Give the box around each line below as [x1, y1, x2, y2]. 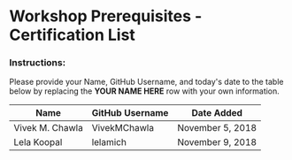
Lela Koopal [13, 136, 63, 149]
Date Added [191, 107, 243, 119]
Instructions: [9, 57, 66, 69]
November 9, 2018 [176, 136, 257, 149]
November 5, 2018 [176, 122, 257, 134]
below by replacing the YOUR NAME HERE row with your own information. [9, 86, 280, 96]
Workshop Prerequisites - [9, 6, 203, 27]
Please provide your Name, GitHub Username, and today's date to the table [9, 77, 284, 88]
